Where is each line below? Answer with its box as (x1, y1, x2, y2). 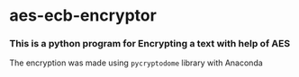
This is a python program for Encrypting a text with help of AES (9, 38, 291, 50)
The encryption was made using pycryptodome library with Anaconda (9, 57, 263, 68)
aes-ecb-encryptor (9, 5, 158, 26)
